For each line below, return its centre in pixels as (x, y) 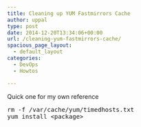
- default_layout (38, 52)
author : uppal (28, 20)
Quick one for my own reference (53, 96)
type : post (23, 26)
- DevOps (26, 65)
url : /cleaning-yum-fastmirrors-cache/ (64, 39)
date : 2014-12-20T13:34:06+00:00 (55, 33)
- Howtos (26, 71)
